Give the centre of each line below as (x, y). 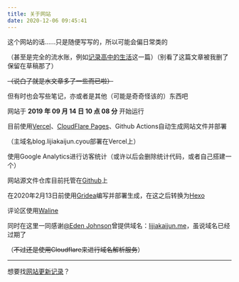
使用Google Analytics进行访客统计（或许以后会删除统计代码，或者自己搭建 (116, 156)
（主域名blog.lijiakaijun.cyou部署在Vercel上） (74, 141)
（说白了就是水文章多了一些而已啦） (60, 81)
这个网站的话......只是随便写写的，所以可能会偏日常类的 (88, 42)
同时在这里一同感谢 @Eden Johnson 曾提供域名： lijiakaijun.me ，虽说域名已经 (119, 225)
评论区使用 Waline (33, 210)
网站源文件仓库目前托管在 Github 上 (58, 180)
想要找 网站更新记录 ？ (38, 271)
